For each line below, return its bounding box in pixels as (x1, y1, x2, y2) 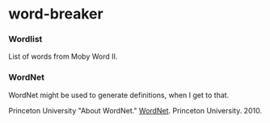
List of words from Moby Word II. (8, 51, 118, 61)
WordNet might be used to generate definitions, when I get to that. (8, 90, 230, 100)
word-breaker (8, 5, 103, 23)
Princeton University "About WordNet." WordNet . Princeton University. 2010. (8, 105, 263, 115)
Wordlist (8, 34, 43, 45)
